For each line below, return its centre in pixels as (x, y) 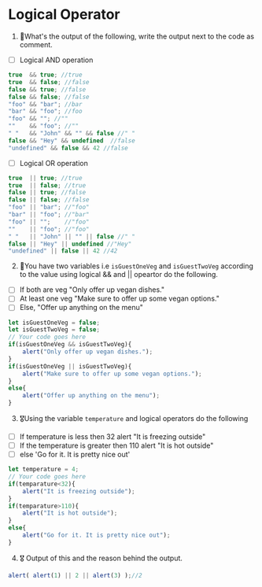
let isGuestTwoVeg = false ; (54, 330)
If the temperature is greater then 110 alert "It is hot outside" (116, 445)
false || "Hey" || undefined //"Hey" (70, 244)
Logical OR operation (54, 163)
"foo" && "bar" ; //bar (45, 104)
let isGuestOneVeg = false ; (54, 323)
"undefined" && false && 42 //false (68, 148)
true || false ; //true (47, 185)
